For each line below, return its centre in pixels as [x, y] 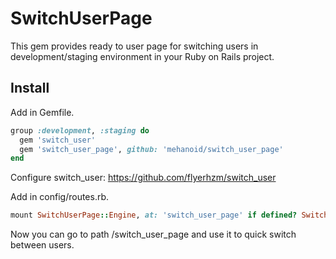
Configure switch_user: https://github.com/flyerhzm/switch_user [143, 178]
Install [30, 88]
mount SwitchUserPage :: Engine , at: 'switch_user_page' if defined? [154, 215]
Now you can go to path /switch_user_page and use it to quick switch [153, 234]
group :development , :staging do [80, 130]
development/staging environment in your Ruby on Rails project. [142, 56]
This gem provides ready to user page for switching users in [134, 46]
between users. [42, 245]
